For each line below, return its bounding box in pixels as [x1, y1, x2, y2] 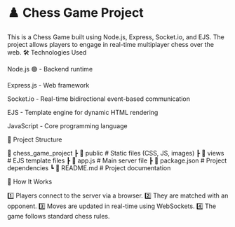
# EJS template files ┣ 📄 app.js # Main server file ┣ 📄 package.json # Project [7, 156, 227, 165]
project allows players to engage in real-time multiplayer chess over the [7, 40, 214, 48]
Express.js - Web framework [7, 81, 90, 89]
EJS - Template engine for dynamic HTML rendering [7, 108, 159, 116]
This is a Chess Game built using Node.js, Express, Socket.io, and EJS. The [7, 32, 224, 41]
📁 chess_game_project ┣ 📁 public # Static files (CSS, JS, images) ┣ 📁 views [7, 149, 224, 157]
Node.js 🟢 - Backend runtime [7, 64, 93, 73]
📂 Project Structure [7, 135, 62, 144]
